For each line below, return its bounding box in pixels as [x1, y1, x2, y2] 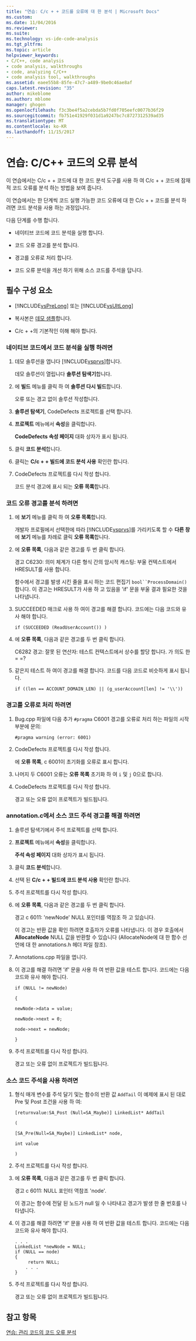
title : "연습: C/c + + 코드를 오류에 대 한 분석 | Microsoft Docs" [6, 8, 160, 15]
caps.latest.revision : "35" [6, 85, 75, 91]
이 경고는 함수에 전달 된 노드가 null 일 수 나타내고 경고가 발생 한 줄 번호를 [14, 1200, 181, 1207]
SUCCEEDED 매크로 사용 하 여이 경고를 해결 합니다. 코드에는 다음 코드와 [14, 606, 181, 613]
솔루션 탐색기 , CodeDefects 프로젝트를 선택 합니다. [14, 407, 133, 415]
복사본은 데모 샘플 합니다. [14, 314, 72, 321]
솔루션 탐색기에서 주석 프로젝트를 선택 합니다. [14, 826, 119, 833]
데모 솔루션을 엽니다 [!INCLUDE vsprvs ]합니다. [14, 357, 122, 365]
